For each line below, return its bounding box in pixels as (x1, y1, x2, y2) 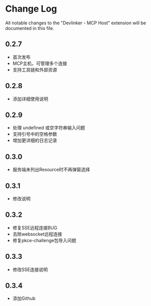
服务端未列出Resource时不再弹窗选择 (12, 167, 90, 173)
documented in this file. (5, 25, 55, 31)
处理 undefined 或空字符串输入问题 (12, 125, 85, 131)
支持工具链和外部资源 (12, 66, 57, 72)
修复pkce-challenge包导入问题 (12, 237, 77, 243)
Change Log (5, 3, 57, 15)
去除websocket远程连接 (12, 231, 62, 237)
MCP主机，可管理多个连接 (12, 60, 67, 66)
